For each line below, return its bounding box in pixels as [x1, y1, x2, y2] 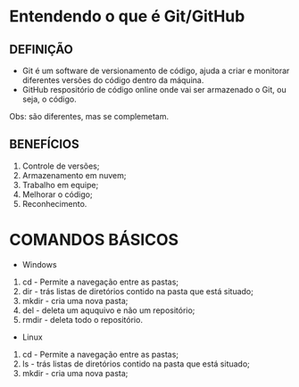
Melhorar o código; [21, 189, 93, 200]
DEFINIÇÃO [9, 42, 73, 57]
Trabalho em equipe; [21, 179, 99, 190]
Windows [21, 259, 57, 269]
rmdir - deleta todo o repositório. [21, 314, 143, 325]
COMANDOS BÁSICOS [9, 230, 179, 250]
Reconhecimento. [21, 198, 87, 209]
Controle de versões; [21, 161, 100, 171]
